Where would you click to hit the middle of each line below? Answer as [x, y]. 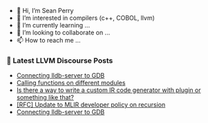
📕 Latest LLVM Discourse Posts [60, 60]
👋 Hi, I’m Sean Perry [45, 11]
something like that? [45, 98]
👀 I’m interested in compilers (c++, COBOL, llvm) [85, 18]
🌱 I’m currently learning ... [53, 25]
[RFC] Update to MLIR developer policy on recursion [91, 105]
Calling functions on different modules [71, 83]
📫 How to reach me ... [48, 40]
